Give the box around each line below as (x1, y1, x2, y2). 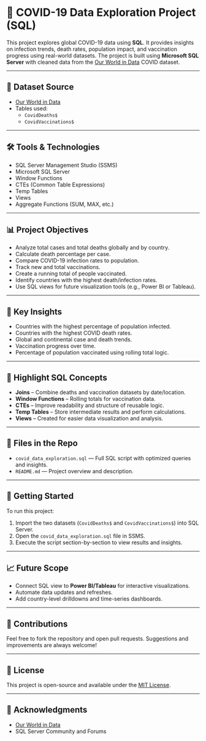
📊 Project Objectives (6, 224, 89, 235)
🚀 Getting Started (6, 491, 74, 501)
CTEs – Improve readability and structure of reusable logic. (15, 401, 164, 409)
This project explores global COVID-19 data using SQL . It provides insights (6, 39, 194, 46)
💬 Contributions (6, 618, 68, 629)
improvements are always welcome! (6, 642, 97, 649)
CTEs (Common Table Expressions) (15, 181, 105, 188)
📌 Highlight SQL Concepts (6, 372, 107, 382)
